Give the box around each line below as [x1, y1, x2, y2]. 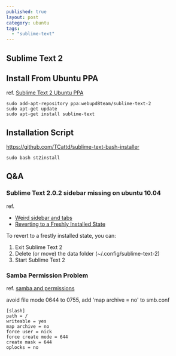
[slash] [6, 308, 26, 314]
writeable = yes [6, 318, 47, 324]
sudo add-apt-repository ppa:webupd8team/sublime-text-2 [6, 101, 151, 107]
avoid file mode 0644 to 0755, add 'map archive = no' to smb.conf [6, 296, 170, 303]
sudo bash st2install [6, 155, 60, 161]
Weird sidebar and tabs [14, 214, 73, 221]
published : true [6, 8, 47, 15]
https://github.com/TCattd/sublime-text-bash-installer [6, 143, 139, 151]
